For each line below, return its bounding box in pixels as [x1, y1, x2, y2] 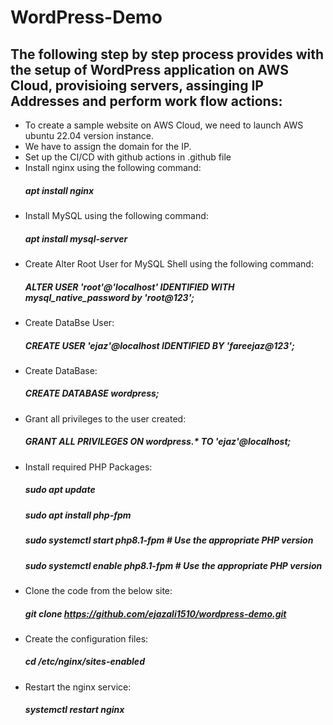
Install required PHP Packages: [24, 461, 153, 473]
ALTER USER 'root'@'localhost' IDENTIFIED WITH [24, 281, 235, 293]
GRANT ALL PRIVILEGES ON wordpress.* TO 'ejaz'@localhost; [24, 436, 292, 448]
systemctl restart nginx [24, 704, 125, 716]
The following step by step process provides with [10, 46, 325, 63]
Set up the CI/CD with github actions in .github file [24, 151, 232, 163]
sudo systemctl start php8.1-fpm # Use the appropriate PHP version [24, 534, 314, 546]
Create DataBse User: [24, 316, 115, 328]
